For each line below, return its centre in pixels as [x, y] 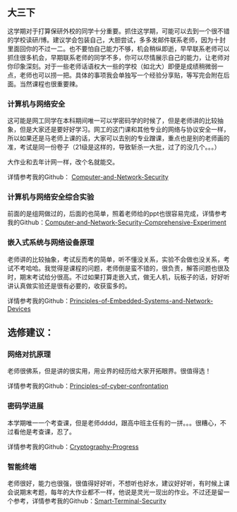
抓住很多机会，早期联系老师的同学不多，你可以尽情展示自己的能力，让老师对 [119, 57]
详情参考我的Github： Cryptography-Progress [73, 446]
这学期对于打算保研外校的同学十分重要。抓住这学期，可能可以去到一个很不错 [119, 31]
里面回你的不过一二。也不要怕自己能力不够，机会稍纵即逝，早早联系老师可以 [119, 49]
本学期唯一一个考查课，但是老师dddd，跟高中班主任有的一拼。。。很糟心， [114, 422]
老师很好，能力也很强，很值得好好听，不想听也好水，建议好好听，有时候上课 [119, 483]
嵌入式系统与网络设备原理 [51, 243]
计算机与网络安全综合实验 [51, 197]
